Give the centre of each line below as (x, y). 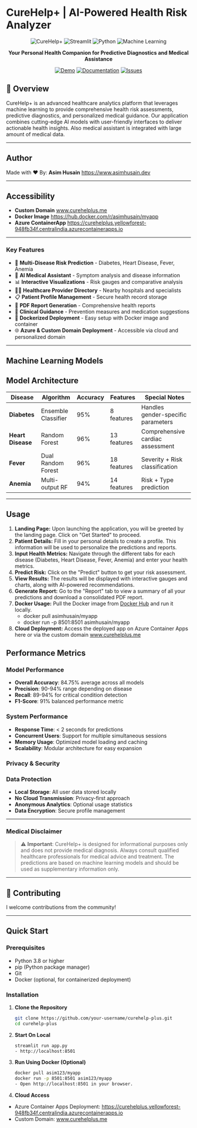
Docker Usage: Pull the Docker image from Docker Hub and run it (94, 603)
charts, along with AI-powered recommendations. (74, 585)
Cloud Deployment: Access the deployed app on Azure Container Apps (101, 628)
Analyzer (29, 25)
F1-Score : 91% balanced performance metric (69, 701)
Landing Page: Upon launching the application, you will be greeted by (99, 528)
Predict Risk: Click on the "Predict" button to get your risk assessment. (100, 572)
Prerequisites (26, 948)
